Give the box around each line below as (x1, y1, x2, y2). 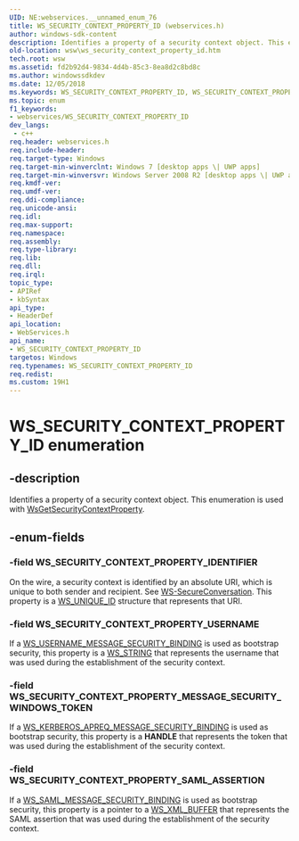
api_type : (9, 303, 46, 312)
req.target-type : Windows (9, 153, 105, 163)
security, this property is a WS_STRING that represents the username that (9, 647, 279, 658)
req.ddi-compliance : (9, 195, 86, 205)
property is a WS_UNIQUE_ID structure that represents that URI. (9, 595, 243, 606)
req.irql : (9, 270, 46, 279)
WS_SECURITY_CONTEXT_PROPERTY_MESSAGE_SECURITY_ (9, 690, 282, 703)
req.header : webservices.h (9, 137, 109, 146)
